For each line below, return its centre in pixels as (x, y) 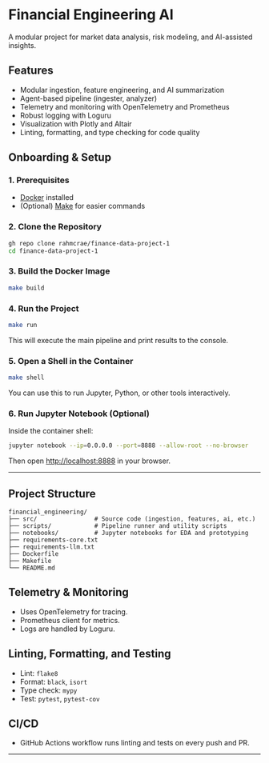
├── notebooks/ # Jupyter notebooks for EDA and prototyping (128, 533)
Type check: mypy (48, 690)
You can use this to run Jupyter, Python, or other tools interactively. (119, 393)
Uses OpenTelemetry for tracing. (74, 611)
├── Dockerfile (34, 553)
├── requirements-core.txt (53, 540)
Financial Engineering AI (91, 15)
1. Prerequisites (39, 180)
